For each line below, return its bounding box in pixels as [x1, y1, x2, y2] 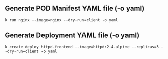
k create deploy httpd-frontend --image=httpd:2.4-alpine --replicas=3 [5, 44, 159, 49]
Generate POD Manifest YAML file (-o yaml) [5, 4, 145, 13]
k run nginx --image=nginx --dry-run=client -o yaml [5, 17, 118, 22]
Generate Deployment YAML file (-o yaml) [5, 31, 140, 40]
